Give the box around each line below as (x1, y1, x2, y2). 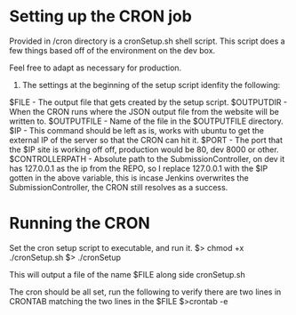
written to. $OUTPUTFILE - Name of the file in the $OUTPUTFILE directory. (9, 116, 284, 126)
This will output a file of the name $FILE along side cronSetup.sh (9, 269, 246, 279)
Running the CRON (9, 214, 151, 233)
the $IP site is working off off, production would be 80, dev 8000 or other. (9, 144, 279, 155)
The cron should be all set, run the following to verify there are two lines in (9, 287, 282, 297)
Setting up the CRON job (9, 6, 193, 27)
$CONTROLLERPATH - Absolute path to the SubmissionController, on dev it (9, 153, 285, 164)
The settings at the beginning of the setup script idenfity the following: (21, 79, 281, 90)
